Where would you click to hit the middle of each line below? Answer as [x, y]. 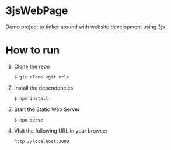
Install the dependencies [43, 88]
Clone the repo [32, 66]
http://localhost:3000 [41, 141]
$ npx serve [28, 120]
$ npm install [31, 98]
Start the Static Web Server [47, 109]
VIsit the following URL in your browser [61, 131]
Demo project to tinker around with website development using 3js [85, 27]
